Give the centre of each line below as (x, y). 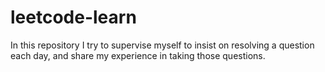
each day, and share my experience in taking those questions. (138, 55)
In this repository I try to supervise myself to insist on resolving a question (162, 45)
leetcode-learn (73, 17)
